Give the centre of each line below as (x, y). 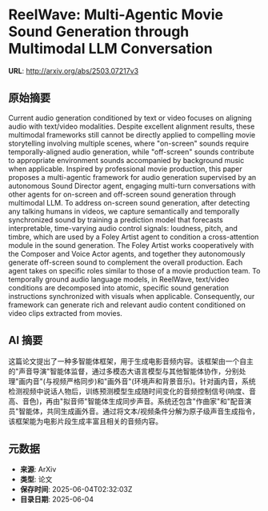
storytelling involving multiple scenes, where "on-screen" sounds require (129, 143)
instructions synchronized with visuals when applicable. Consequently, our (132, 296)
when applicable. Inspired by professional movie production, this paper (125, 169)
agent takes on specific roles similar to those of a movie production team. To (134, 270)
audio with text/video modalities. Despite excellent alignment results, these (132, 126)
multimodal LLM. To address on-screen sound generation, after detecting (129, 202)
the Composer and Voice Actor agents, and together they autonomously (127, 254)
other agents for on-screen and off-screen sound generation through (122, 194)
